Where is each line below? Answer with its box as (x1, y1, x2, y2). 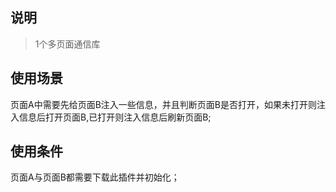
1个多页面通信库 (34, 38, 101, 50)
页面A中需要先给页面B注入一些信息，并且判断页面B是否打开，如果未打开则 (10, 98, 317, 110)
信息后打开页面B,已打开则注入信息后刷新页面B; (18, 111, 212, 123)
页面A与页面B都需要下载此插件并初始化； (10, 171, 180, 183)
